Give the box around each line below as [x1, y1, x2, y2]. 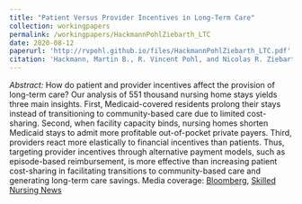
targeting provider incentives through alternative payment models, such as [9, 146, 286, 157]
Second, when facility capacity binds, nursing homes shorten [41, 118, 269, 129]
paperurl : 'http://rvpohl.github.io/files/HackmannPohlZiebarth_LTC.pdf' [9, 47, 292, 56]
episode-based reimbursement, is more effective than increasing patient [9, 156, 278, 166]
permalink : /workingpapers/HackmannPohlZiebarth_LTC [9, 30, 211, 39]
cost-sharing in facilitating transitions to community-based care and [9, 165, 261, 176]
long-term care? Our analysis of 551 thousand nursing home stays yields [9, 89, 278, 100]
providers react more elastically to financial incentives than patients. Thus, [9, 137, 285, 147]
